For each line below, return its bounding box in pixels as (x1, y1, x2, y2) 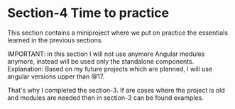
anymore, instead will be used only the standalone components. (7, 57, 195, 65)
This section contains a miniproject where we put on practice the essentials (7, 28, 229, 37)
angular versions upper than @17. (7, 72, 105, 81)
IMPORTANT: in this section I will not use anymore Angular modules (7, 50, 205, 58)
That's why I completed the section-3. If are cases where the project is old (7, 86, 225, 94)
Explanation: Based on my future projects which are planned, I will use (7, 64, 213, 73)
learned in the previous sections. (7, 35, 103, 44)
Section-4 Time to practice (7, 5, 169, 21)
